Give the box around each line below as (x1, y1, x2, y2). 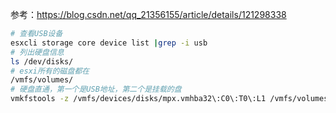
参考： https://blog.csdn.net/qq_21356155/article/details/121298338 (10, 9, 287, 20)
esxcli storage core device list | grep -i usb (10, 38, 208, 48)
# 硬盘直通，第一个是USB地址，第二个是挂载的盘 (10, 84, 182, 95)
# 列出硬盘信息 (10, 47, 65, 57)
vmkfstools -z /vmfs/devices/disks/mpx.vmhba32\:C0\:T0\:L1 (10, 94, 267, 104)
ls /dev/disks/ (10, 56, 74, 67)
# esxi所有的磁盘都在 (10, 66, 90, 76)
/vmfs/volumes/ (10, 75, 74, 85)
